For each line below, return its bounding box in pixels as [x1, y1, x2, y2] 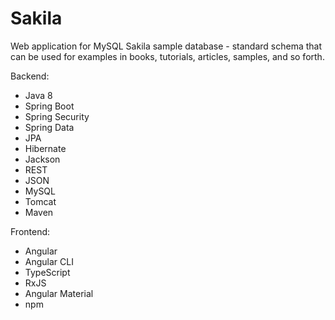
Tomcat [24, 195, 57, 207]
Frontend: [10, 225, 51, 237]
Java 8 [24, 89, 53, 101]
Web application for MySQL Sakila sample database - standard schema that [10, 40, 323, 52]
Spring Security [24, 110, 90, 122]
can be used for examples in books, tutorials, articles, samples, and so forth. [10, 50, 325, 62]
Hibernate [24, 142, 67, 154]
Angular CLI [24, 255, 74, 267]
